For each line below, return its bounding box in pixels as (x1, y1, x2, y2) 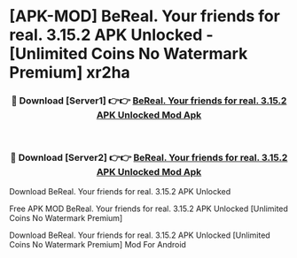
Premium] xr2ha (9, 63, 130, 83)
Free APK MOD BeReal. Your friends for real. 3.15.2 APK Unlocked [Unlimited (9, 203, 288, 214)
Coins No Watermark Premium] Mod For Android (9, 239, 186, 249)
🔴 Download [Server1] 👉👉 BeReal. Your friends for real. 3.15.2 (11, 95, 287, 107)
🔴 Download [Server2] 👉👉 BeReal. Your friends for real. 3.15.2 (10, 152, 288, 164)
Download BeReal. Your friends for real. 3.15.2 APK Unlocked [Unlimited (9, 230, 270, 240)
